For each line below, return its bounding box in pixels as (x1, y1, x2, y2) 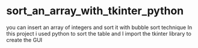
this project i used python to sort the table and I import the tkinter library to (6, 30, 191, 37)
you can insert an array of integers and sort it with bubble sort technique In (6, 24, 193, 31)
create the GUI (6, 36, 43, 43)
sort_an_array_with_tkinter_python (6, 4, 184, 18)
